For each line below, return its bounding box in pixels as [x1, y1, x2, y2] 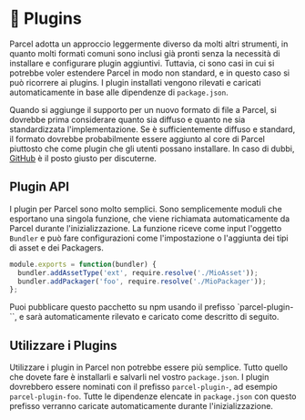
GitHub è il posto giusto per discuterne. [9, 152, 158, 163]
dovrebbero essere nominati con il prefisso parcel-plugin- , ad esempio [9, 382, 278, 393]
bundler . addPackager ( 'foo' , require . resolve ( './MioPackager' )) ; [17, 277, 267, 286]
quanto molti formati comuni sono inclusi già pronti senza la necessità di [9, 47, 280, 58]
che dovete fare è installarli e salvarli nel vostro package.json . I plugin [9, 372, 269, 383]
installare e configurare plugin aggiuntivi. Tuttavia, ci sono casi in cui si [9, 57, 275, 68]
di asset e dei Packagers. [9, 241, 105, 253]
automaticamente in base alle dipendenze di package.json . [9, 87, 229, 97]
